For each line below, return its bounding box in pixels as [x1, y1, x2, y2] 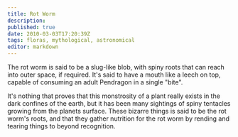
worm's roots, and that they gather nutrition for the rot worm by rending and [7, 114, 229, 123]
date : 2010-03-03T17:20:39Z [7, 30, 91, 38]
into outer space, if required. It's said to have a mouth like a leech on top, [7, 70, 221, 79]
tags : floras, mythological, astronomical [7, 37, 135, 44]
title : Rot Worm [7, 10, 55, 18]
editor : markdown [7, 43, 59, 50]
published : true [7, 23, 55, 31]
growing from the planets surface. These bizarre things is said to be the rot [7, 107, 227, 115]
